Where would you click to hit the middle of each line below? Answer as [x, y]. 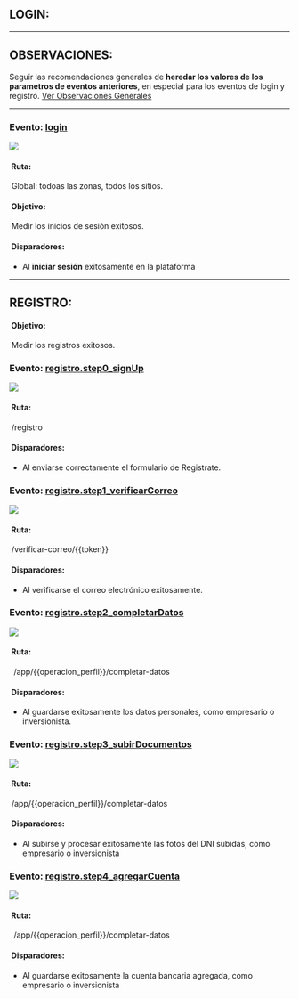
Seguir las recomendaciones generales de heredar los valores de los [136, 77]
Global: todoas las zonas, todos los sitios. [87, 186]
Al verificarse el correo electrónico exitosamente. [112, 589]
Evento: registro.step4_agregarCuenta [95, 876]
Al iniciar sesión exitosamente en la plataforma [109, 266]
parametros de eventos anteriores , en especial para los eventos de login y [147, 86]
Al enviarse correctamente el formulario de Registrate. [121, 467]
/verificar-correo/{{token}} [60, 549]
